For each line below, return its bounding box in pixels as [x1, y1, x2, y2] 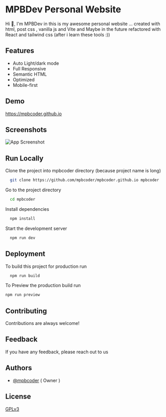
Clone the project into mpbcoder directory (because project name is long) [5, 168, 161, 174]
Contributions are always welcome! [5, 320, 80, 327]
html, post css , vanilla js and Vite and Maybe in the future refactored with [5, 26, 161, 32]
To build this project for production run [5, 263, 87, 269]
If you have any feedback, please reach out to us [5, 349, 109, 355]
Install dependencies [5, 206, 50, 212]
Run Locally [5, 154, 44, 162]
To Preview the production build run [5, 282, 81, 288]
